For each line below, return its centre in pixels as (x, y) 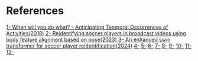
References (35, 11)
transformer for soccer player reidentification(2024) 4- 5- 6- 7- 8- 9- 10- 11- (99, 46)
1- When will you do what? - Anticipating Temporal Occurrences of (87, 27)
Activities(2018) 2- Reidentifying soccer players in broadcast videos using (96, 33)
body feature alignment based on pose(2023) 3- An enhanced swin (88, 39)
